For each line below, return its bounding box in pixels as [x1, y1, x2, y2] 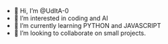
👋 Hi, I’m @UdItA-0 [13, 7, 69, 15]
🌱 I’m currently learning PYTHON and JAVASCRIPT [13, 22, 162, 29]
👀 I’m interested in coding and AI [13, 14, 109, 22]
